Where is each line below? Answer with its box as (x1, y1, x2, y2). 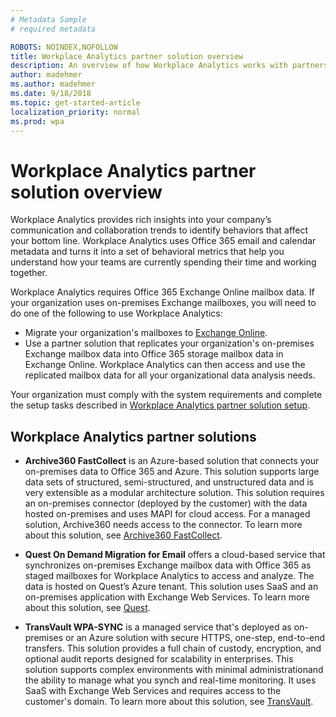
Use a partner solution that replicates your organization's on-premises (24, 337, 315, 350)
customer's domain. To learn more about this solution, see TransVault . (24, 696, 314, 708)
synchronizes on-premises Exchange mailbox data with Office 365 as (24, 559, 312, 571)
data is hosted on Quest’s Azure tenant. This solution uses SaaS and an (24, 581, 319, 593)
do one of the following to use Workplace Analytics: (10, 307, 223, 320)
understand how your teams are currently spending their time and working (10, 256, 317, 268)
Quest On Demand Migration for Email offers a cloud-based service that (24, 549, 326, 561)
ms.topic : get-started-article (10, 97, 141, 108)
